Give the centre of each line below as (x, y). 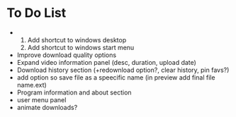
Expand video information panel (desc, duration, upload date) (106, 62)
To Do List (36, 13)
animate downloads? (47, 107)
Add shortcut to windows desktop (77, 39)
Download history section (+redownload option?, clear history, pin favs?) (123, 70)
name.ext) (32, 85)
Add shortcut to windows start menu (81, 47)
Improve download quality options (67, 55)
